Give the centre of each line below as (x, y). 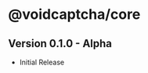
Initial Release (42, 62)
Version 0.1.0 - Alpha (60, 44)
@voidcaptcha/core (74, 15)
